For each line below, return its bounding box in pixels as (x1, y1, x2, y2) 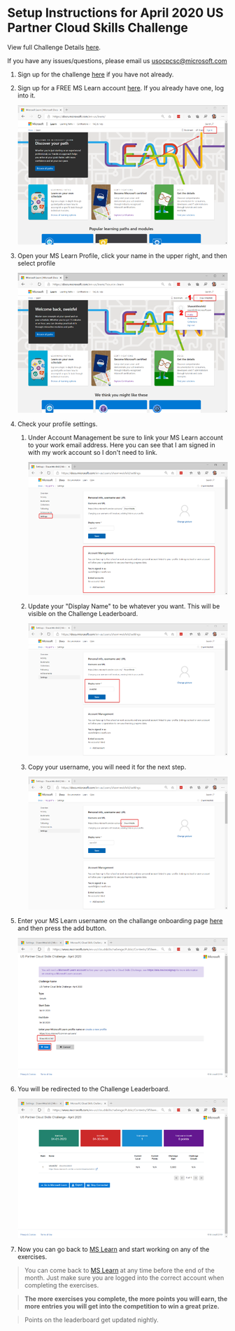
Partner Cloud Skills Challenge (7, 20, 189, 36)
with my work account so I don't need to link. (27, 449, 158, 456)
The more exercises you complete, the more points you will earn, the (24, 1295, 228, 1303)
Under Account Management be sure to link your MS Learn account (27, 433, 224, 442)
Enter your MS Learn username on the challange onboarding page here (17, 917, 223, 925)
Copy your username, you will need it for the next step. (27, 763, 187, 772)
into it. (17, 91, 36, 100)
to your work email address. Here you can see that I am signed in (27, 441, 215, 449)
